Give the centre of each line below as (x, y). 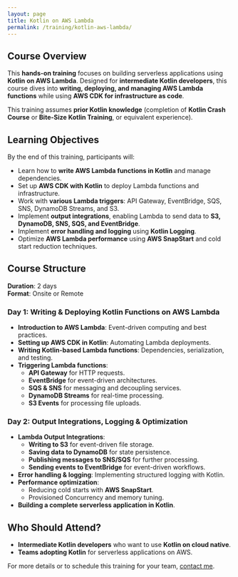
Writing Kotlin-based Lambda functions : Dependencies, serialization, (121, 350)
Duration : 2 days (32, 286)
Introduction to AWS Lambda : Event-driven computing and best (112, 328)
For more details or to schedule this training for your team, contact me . (111, 566)
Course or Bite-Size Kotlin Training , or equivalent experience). (100, 118)
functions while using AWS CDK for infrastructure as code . (96, 96)
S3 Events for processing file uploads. (84, 403)
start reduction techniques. (57, 246)
